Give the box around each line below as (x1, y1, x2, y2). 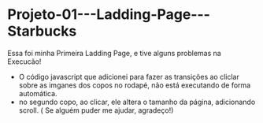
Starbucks (7, 22, 77, 40)
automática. (18, 88, 57, 98)
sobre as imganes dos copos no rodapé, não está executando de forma (18, 80, 251, 90)
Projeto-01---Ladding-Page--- (7, 6, 210, 24)
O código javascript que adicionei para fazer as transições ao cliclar (18, 72, 239, 81)
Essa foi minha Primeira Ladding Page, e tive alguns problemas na (7, 48, 221, 58)
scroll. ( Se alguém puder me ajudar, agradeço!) (18, 105, 174, 115)
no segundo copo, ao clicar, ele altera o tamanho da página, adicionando (18, 97, 256, 106)
